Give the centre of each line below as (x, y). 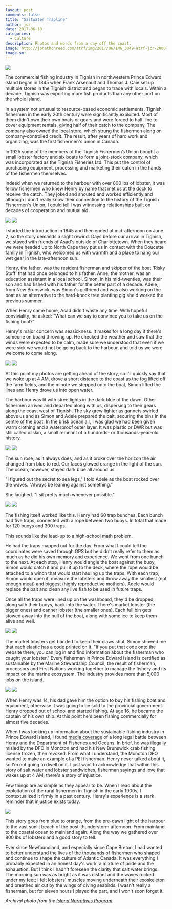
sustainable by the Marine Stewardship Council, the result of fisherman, (81, 663)
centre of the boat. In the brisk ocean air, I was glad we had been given (80, 421)
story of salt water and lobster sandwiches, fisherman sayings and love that (85, 770)
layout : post (19, 10)
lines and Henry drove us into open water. (49, 390)
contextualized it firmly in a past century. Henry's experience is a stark (80, 796)
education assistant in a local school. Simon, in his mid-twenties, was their (84, 279)
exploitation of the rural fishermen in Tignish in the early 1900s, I (73, 790)
